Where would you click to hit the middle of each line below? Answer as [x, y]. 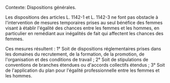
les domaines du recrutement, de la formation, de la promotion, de [75, 54]
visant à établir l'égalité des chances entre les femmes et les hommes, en [82, 28]
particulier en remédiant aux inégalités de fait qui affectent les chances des [84, 33]
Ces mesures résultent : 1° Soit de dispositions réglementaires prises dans [83, 49]
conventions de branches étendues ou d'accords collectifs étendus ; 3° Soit [85, 65]
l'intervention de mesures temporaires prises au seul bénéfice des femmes [84, 23]
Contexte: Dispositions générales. [41, 7]
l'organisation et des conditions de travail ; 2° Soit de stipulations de [77, 60]
